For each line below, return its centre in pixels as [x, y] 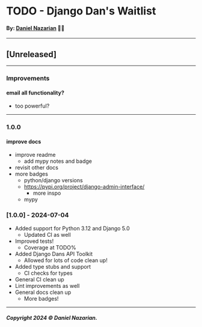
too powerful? [32, 106]
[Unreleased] [32, 54]
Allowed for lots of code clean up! [66, 260]
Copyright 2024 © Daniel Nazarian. [52, 318]
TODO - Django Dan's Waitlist [81, 11]
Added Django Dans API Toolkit [54, 254]
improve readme [35, 155]
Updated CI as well [47, 234]
